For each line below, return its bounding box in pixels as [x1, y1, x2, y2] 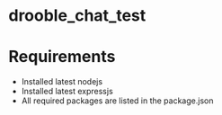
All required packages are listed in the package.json [21, 95, 214, 106]
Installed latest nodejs [21, 76, 103, 87]
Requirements [8, 47, 116, 67]
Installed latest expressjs [21, 86, 113, 97]
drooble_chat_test [8, 5, 147, 26]
